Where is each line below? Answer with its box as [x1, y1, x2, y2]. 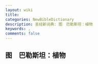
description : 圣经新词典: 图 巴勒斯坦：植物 [5, 21, 93, 27]
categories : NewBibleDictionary [5, 17, 74, 22]
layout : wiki [5, 7, 33, 13]
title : [5, 12, 19, 17]
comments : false [5, 31, 40, 36]
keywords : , [5, 26, 31, 31]
